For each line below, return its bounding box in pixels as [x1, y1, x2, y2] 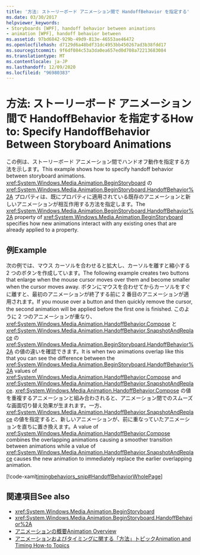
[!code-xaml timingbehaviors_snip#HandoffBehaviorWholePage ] [6, 473, 163, 480]
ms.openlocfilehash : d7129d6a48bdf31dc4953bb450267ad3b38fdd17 [6, 42, 167, 48]
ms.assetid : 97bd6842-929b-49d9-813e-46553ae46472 [6, 36, 135, 42]
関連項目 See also [6, 492, 70, 502]
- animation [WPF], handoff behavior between [6, 31, 121, 37]
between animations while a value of [6, 442, 96, 450]
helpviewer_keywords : [6, 20, 60, 26]
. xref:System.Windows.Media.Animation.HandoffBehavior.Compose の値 [12, 387, 192, 394]
